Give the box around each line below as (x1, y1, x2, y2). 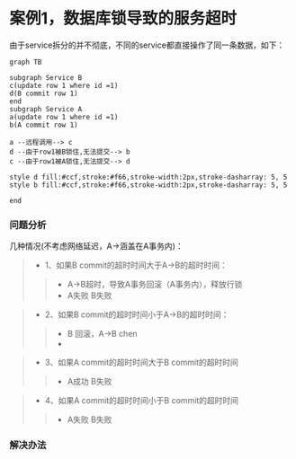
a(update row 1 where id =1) (9, 112, 119, 121)
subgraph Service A (9, 104, 83, 113)
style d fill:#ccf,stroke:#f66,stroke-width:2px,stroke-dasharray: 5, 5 (9, 172, 288, 181)
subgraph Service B (9, 73, 83, 82)
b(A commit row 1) (9, 120, 78, 129)
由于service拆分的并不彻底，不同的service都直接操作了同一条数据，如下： (9, 40, 285, 50)
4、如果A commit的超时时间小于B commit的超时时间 (44, 395, 239, 406)
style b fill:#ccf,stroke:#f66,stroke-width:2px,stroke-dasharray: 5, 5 (9, 181, 288, 190)
